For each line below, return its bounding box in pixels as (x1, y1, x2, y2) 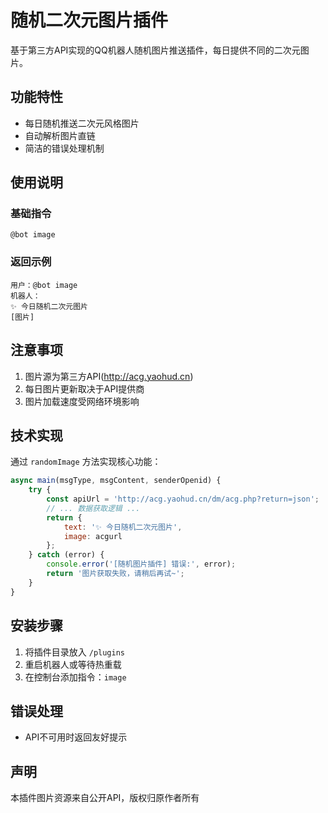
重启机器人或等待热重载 (24, 658, 122, 670)
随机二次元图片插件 (10, 9, 169, 32)
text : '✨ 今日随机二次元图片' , (63, 522, 183, 532)
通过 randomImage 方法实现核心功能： (10, 456, 162, 468)
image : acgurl (63, 531, 123, 541)
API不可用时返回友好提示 (24, 731, 128, 743)
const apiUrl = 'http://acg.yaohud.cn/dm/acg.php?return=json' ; (46, 494, 320, 505)
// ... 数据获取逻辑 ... (46, 503, 141, 513)
